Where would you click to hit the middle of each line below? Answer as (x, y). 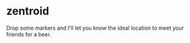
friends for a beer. (29, 34)
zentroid (28, 11)
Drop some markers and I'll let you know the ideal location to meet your (95, 28)
